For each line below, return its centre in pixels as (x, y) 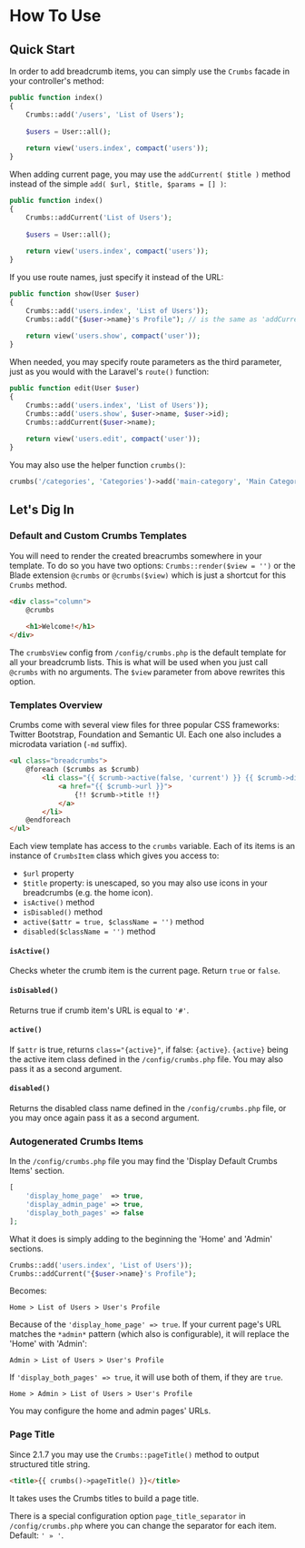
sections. (26, 1249)
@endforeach (48, 820)
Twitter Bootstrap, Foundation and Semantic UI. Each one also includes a (145, 734)
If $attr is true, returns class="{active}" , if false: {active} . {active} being (149, 1049)
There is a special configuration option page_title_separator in (128, 1515)
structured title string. (50, 1464)
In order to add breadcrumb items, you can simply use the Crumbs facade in (150, 71)
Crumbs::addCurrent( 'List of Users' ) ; (99, 218)
